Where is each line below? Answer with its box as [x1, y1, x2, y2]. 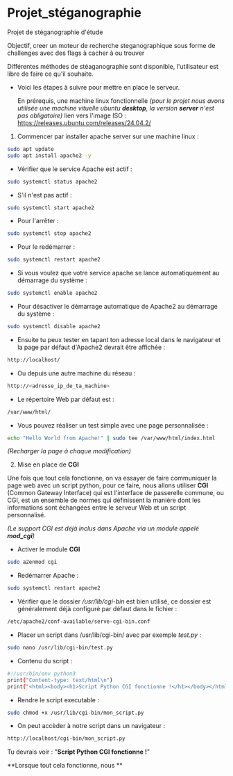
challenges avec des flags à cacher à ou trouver [7, 49, 145, 57]
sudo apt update [7, 145, 54, 152]
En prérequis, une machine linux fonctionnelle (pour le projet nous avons [17, 96, 225, 105]
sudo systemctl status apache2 [7, 178, 98, 185]
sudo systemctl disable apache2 [7, 323, 101, 330]
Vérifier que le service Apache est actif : [17, 165, 133, 173]
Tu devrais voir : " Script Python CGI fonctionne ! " [7, 747, 150, 756]
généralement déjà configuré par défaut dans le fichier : [17, 605, 178, 613]
